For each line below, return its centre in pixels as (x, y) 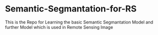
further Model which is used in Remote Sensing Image (59, 27)
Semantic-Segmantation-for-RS (71, 9)
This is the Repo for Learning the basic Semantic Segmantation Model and (79, 22)
